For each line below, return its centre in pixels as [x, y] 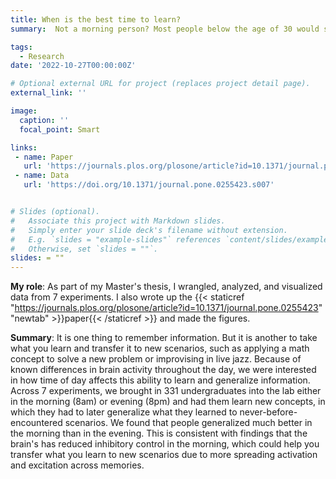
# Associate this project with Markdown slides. [118, 221]
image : [24, 111]
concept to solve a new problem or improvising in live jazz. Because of [156, 359]
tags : [21, 47]
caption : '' [44, 120]
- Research [42, 56]
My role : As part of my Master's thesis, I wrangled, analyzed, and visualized [166, 287]
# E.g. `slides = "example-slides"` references [116, 239]
